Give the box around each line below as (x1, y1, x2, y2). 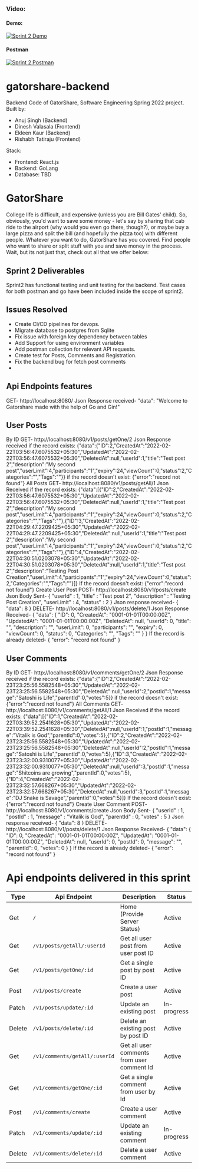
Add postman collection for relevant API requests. (14, 345, 136, 353)
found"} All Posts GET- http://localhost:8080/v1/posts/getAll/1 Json (6, 480, 169, 487)
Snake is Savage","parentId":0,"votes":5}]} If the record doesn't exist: (23, 795, 192, 802)
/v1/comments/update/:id (32, 1130, 103, 1137)
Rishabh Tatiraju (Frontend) (14, 136, 81, 143)
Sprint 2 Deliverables (6, 266, 85, 276)
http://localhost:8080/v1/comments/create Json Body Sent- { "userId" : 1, (6, 807, 184, 814)
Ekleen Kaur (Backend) (14, 129, 71, 137)
